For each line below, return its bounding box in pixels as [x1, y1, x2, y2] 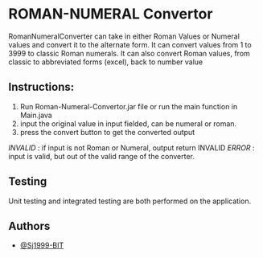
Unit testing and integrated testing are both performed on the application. [8, 196, 252, 206]
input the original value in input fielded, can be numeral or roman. [19, 118, 237, 129]
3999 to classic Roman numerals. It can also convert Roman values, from [8, 48, 251, 58]
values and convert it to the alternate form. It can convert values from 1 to [8, 39, 252, 49]
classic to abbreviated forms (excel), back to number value [8, 57, 203, 67]
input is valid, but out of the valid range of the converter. [8, 151, 195, 161]
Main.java [19, 110, 52, 120]
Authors [8, 219, 51, 233]
